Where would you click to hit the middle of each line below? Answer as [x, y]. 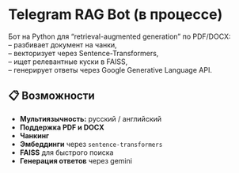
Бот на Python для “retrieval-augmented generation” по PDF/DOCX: [119, 36]
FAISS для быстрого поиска [66, 152]
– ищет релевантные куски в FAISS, [68, 62]
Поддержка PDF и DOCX [62, 127]
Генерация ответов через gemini [76, 160]
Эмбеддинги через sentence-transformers [91, 144]
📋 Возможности [51, 96]
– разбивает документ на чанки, [63, 44]
